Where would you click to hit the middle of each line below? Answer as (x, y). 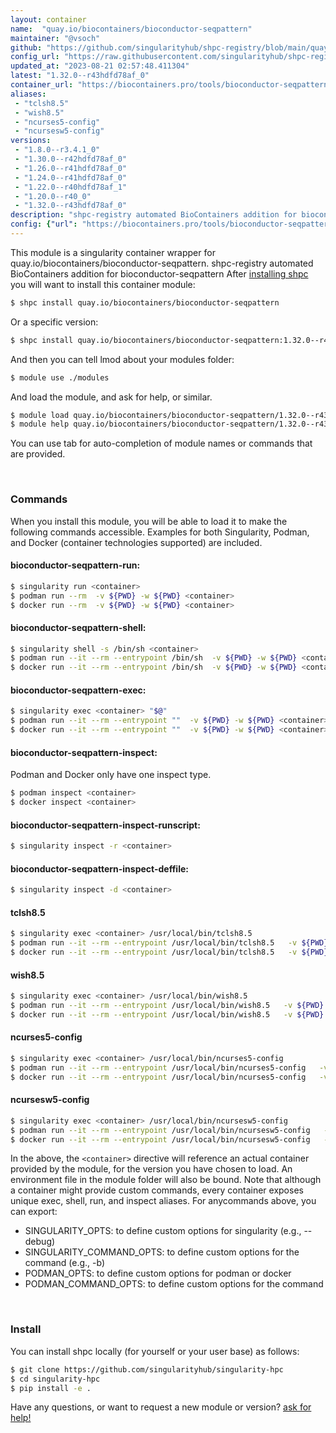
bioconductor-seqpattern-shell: (78, 627)
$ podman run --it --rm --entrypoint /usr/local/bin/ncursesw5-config (160, 1130)
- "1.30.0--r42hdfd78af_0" (71, 159)
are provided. (38, 454)
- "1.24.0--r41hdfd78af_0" (71, 177)
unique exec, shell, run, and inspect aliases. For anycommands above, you (163, 1201)
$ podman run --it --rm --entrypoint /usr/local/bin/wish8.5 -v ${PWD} (167, 1006)
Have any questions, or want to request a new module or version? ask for (161, 1407)
